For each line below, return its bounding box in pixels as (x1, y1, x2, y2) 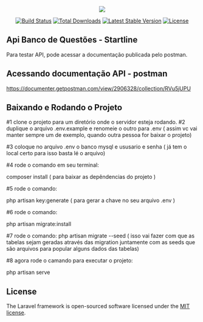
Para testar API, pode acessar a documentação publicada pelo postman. (6, 51, 188, 58)
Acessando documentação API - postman (6, 69, 168, 79)
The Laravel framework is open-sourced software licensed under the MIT (6, 303, 190, 310)
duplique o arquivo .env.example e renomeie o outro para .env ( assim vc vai (6, 125, 198, 132)
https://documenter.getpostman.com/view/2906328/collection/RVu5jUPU (6, 85, 191, 92)
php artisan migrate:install (6, 220, 72, 228)
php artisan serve (6, 268, 50, 276)
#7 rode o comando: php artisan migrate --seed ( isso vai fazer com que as (6, 232, 195, 240)
